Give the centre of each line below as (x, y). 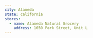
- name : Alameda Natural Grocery (44, 23)
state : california (24, 14)
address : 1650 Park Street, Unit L (51, 28)
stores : (13, 19)
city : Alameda (19, 10)
